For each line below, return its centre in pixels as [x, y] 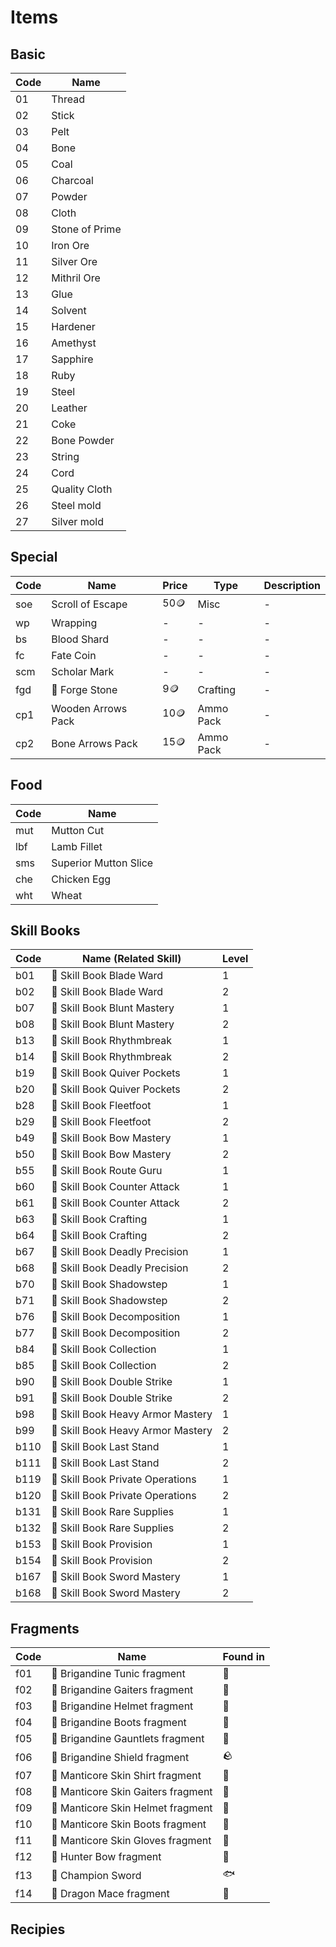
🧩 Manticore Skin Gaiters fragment [132, 1792]
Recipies [38, 1929]
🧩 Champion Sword [96, 1875]
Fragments [45, 1628]
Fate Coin [74, 655]
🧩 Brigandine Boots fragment [119, 1723]
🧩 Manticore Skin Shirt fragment [126, 1776]
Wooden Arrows [89, 708]
